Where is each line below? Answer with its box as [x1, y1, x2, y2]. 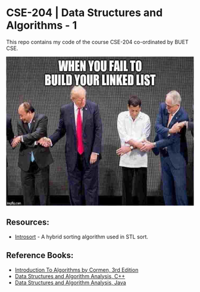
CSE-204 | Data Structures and [6, 6, 163, 20]
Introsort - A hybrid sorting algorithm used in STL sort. [14, 233, 149, 240]
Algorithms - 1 [6, 18, 77, 32]
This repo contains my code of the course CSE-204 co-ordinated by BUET [6, 38, 189, 45]
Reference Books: [6, 250, 74, 260]
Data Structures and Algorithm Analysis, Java [14, 279, 126, 286]
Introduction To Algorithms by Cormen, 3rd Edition [14, 266, 139, 274]
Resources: [6, 218, 49, 228]
